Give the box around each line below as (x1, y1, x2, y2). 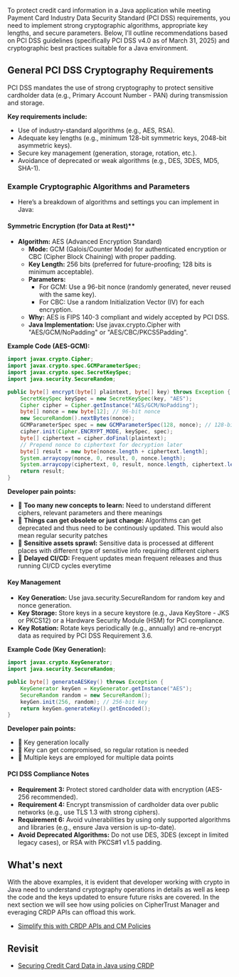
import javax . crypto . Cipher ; (7, 356, 94, 363)
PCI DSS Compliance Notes (7, 769, 90, 778)
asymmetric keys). (17, 141, 73, 149)
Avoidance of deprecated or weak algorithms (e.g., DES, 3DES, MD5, (17, 156, 219, 164)
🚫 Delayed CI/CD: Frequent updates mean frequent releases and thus (17, 554, 223, 563)
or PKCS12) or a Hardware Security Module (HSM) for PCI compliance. (17, 616, 225, 625)
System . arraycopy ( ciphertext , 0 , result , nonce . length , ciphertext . (20, 461, 228, 468)
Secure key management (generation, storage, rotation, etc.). (17, 149, 197, 157)
